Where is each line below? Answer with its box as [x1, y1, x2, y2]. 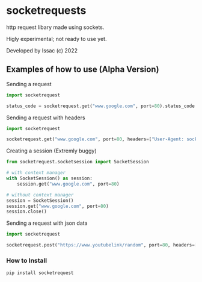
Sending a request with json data [6, 219, 88, 227]
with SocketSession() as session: [6, 175, 93, 181]
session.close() [6, 208, 47, 215]
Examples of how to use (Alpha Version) [6, 64, 159, 75]
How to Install [6, 256, 47, 265]
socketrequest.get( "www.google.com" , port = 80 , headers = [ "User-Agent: [6, 136, 185, 142]
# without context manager [6, 192, 74, 198]
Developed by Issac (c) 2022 [6, 46, 78, 54]
